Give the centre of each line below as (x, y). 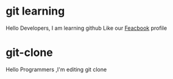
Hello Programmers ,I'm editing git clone (56, 69)
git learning (35, 11)
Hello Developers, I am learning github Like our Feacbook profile (86, 28)
